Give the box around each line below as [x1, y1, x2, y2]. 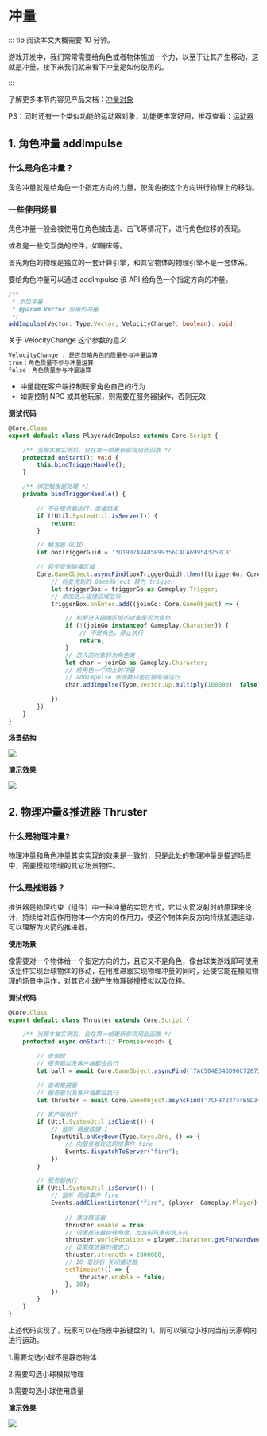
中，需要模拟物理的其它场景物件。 [8, 861, 120, 871]
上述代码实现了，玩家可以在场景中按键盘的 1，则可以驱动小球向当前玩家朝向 [8, 1325, 257, 1335]
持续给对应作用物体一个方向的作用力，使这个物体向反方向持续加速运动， [21, 912, 259, 921]
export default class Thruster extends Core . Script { [8, 1016, 191, 1024]
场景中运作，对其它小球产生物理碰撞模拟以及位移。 [21, 976, 189, 985]
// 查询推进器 [37, 1081, 78, 1090]
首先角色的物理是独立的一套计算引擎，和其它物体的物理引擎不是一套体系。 [8, 257, 252, 267]
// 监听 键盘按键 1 [50, 1125, 109, 1133]
